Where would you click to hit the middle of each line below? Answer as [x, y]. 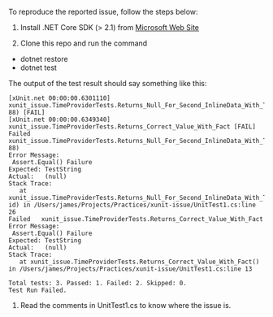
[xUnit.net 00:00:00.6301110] [60, 98]
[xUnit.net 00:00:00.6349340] [60, 119]
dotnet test [38, 67]
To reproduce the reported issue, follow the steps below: [103, 12]
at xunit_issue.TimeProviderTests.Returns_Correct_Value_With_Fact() [139, 262]
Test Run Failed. [38, 290]
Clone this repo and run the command [84, 43]
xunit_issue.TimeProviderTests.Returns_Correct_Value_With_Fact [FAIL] [132, 127]
